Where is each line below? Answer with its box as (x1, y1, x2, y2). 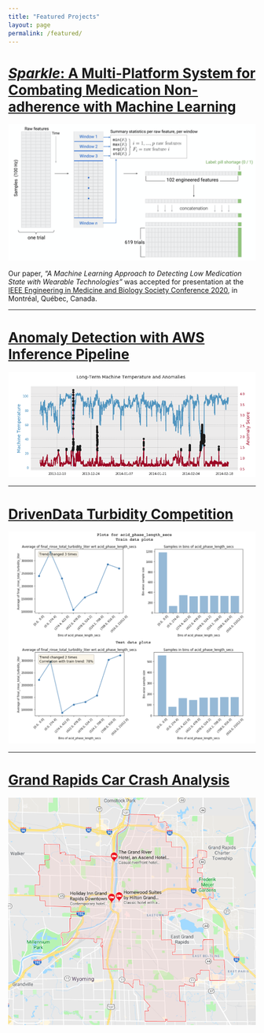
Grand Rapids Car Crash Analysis (8, 772, 230, 789)
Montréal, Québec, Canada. (8, 294, 97, 303)
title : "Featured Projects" (8, 13, 101, 20)
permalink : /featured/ (8, 29, 82, 37)
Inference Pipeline (8, 346, 130, 364)
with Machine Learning (82, 98, 236, 116)
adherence (8, 98, 81, 116)
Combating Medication (8, 81, 161, 98)
